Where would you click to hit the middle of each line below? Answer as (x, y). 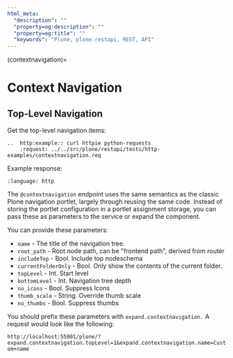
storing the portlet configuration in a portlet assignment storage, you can (112, 209)
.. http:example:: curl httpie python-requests (79, 143)
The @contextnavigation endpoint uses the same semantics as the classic (113, 194)
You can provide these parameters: (58, 230)
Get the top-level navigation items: (57, 131)
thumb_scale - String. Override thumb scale (79, 296)
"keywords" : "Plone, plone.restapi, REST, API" (84, 40)
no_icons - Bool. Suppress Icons (63, 288)
